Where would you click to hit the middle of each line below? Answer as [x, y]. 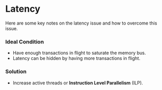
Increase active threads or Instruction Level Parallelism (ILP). [78, 83]
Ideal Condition [25, 41]
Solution [16, 72]
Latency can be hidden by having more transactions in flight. [76, 58]
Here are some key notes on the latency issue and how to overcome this [81, 23]
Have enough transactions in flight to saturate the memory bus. [79, 53]
